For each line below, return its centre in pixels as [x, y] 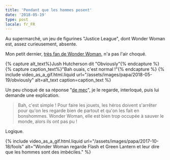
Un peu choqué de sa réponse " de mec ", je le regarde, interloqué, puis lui [82, 90]
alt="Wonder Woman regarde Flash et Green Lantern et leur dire [92, 147]
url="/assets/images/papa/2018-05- [114, 75]
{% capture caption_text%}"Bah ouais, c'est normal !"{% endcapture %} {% [85, 69]
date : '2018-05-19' [26, 15]
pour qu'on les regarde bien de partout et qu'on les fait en [78, 111]
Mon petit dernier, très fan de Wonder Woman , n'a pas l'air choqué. [76, 54]
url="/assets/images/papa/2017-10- [121, 141]
